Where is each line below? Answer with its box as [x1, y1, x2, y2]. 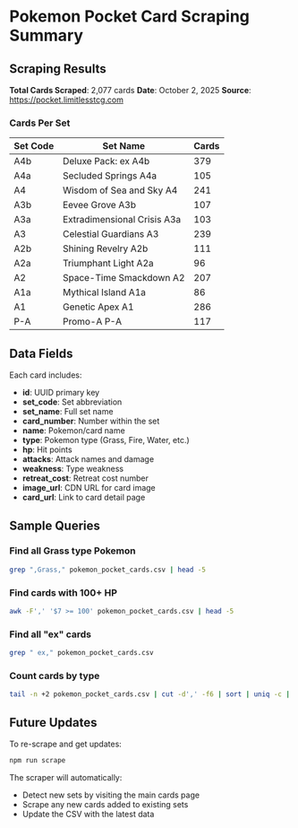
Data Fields [9, 345, 73, 361]
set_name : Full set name [21, 406, 114, 417]
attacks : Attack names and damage [21, 454, 155, 465]
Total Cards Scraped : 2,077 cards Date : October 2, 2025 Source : [9, 85, 252, 95]
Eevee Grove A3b [62, 199, 137, 212]
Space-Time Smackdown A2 [62, 272, 185, 284]
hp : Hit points [21, 444, 73, 455]
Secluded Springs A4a [62, 170, 158, 182]
